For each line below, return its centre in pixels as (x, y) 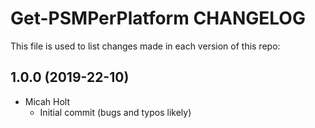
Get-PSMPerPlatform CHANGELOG (158, 18)
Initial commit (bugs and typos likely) (115, 112)
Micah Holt (47, 101)
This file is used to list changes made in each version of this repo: (145, 46)
